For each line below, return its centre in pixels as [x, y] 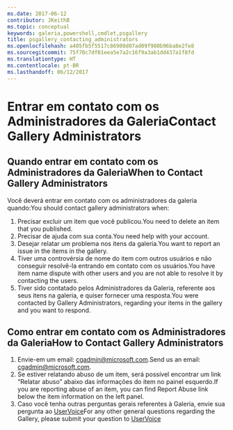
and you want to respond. [54, 310]
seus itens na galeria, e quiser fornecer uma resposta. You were [108, 295]
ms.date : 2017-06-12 [37, 14]
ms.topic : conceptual [39, 26]
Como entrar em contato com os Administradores [116, 332]
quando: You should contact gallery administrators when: [88, 208]
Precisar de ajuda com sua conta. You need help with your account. [113, 236]
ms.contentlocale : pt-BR [43, 66]
